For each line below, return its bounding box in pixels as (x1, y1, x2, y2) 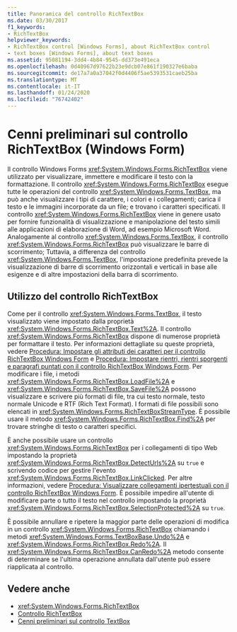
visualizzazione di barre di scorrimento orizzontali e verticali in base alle (7, 263, 218, 271)
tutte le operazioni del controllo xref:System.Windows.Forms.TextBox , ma (7, 187, 221, 195)
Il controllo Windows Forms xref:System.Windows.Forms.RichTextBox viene (7, 164, 228, 173)
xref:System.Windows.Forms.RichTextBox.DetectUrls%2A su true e (7, 458, 204, 467)
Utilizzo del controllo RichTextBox (7, 291, 158, 303)
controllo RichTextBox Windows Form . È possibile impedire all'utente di (7, 488, 214, 497)
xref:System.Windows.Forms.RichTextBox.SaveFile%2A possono (7, 384, 197, 393)
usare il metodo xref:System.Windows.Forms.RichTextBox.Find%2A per (7, 415, 216, 423)
